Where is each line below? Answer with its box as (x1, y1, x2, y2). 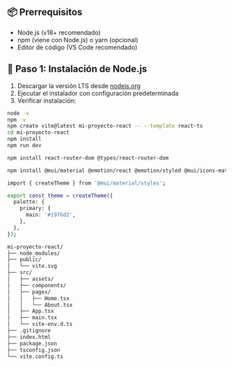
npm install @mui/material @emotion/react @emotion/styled (7, 167, 182, 174)
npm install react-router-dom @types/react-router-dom (7, 154, 169, 162)
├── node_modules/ (7, 250, 60, 257)
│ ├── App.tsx (7, 308, 54, 315)
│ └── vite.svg (7, 263, 58, 270)
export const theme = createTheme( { (7, 192, 113, 199)
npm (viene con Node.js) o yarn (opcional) (17, 35, 139, 44)
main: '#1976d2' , (25, 212, 76, 219)
